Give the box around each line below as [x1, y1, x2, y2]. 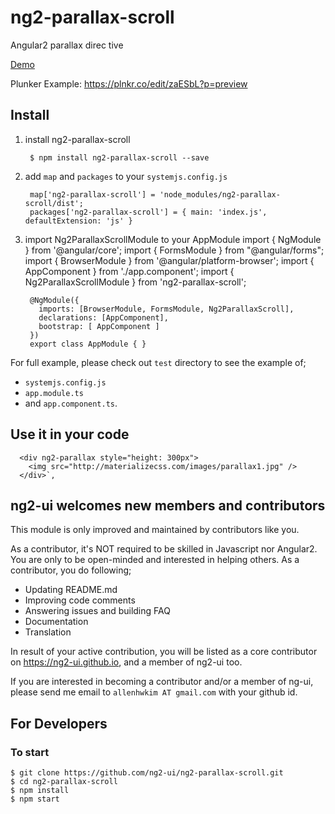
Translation [24, 626, 72, 638]
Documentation [24, 616, 89, 628]
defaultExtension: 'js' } [24, 216, 133, 226]
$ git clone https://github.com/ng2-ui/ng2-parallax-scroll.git [10, 768, 284, 778]
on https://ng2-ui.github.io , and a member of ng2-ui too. [10, 656, 243, 668]
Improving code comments [24, 594, 136, 606]
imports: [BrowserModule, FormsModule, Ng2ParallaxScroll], [38, 304, 295, 314]
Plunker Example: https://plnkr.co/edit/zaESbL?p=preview [10, 77, 248, 90]
